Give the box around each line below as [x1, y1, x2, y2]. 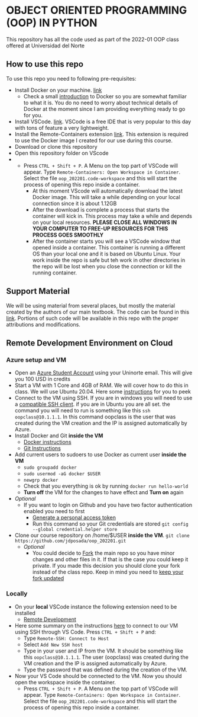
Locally [6, 590, 28, 598]
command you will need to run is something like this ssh [14, 407, 151, 414]
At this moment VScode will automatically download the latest [32, 187, 183, 194]
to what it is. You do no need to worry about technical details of [23, 99, 178, 106]
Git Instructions [23, 445, 61, 452]
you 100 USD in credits [14, 376, 71, 383]
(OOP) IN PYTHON [6, 16, 98, 30]
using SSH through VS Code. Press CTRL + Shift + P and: [14, 628, 157, 635]
